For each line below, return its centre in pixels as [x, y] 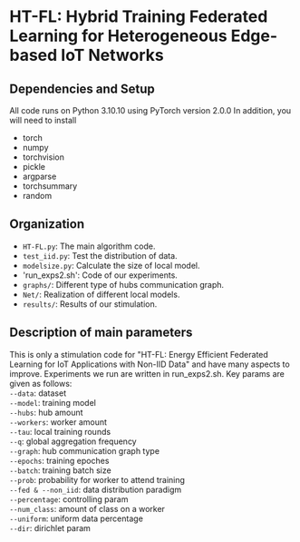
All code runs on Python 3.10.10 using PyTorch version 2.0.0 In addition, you [150, 110]
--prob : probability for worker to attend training [97, 479]
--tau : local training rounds [60, 431]
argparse [39, 176]
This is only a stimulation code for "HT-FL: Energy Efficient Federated [139, 354]
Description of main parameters [101, 333]
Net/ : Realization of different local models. [101, 294]
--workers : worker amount [58, 422]
